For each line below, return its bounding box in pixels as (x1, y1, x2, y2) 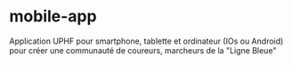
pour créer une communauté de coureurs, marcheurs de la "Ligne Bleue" (9, 45, 277, 55)
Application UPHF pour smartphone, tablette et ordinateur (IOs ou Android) (9, 36, 284, 46)
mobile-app (9, 6, 97, 27)
